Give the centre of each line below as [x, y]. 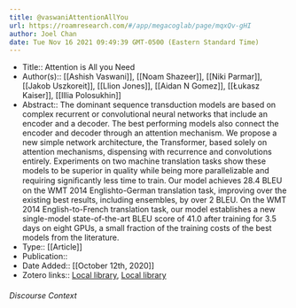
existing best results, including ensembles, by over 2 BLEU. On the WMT [154, 200]
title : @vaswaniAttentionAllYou [69, 17]
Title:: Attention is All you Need [78, 67]
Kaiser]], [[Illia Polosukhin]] [71, 96]
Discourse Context [43, 295]
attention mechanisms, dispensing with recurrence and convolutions [147, 152]
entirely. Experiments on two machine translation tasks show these [144, 161]
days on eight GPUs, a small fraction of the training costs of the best [147, 228]
